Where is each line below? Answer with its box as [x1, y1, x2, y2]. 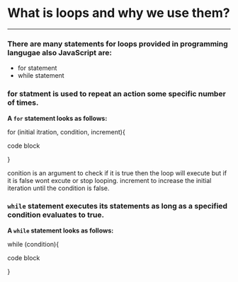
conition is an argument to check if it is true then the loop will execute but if [7, 168, 227, 177]
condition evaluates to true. [7, 210, 105, 220]
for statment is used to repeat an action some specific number [7, 89, 227, 99]
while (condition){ [7, 240, 59, 248]
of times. [7, 98, 39, 107]
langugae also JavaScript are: [7, 47, 112, 57]
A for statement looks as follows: [7, 114, 108, 122]
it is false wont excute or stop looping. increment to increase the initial [7, 176, 212, 184]
